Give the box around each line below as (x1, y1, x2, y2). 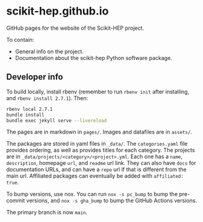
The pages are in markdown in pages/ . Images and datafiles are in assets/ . (6, 129, 193, 136)
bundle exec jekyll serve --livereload (6, 117, 107, 124)
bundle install (6, 112, 45, 118)
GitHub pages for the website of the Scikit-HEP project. (6, 24, 144, 32)
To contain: (6, 36, 35, 43)
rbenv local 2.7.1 (6, 106, 53, 112)
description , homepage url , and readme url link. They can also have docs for (6, 160, 196, 167)
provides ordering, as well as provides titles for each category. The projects (6, 147, 195, 154)
